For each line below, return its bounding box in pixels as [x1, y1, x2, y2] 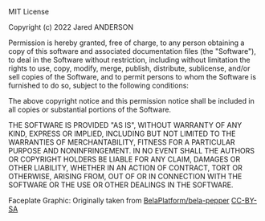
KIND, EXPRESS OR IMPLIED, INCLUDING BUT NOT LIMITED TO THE [8, 129, 236, 138]
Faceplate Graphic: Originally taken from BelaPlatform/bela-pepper [8, 196, 230, 205]
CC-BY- [231, 196, 257, 205]
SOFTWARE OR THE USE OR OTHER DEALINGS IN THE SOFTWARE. [8, 180, 234, 190]
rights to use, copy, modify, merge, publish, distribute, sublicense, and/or [8, 63, 251, 73]
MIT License [8, 7, 50, 16]
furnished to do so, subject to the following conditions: [8, 80, 189, 90]
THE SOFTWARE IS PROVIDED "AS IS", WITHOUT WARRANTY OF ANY [8, 121, 243, 129]
